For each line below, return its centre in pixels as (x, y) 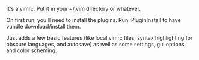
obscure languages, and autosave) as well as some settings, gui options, (96, 44)
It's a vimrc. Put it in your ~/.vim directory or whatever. (74, 9)
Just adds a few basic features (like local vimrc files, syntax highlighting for (99, 38)
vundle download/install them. (44, 26)
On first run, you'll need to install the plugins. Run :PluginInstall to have (94, 20)
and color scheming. (32, 50)
